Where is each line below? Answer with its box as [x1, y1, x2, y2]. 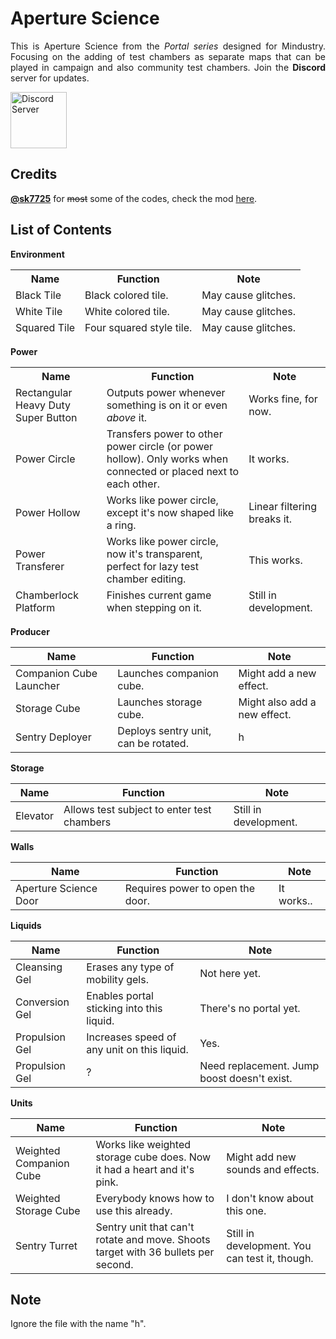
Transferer [15, 559, 65, 573]
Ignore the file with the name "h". [10, 1318, 147, 1330]
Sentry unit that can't [95, 1220, 195, 1234]
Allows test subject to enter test [63, 802, 212, 816]
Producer [10, 625, 50, 637]
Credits [10, 166, 58, 183]
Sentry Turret [15, 1238, 78, 1252]
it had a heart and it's [95, 1162, 195, 1176]
